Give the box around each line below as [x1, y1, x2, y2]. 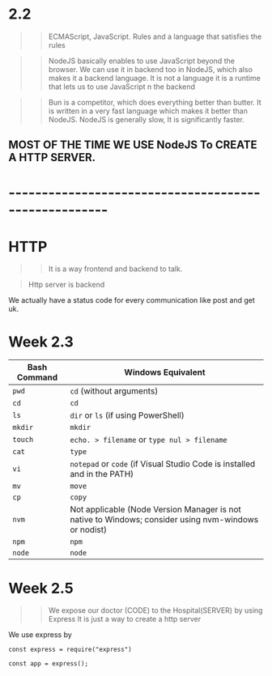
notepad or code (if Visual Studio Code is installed [70, 458, 256, 470]
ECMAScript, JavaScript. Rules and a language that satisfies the [48, 32, 262, 41]
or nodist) [70, 524, 108, 535]
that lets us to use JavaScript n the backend [48, 82, 196, 91]
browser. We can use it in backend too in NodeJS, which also [48, 64, 253, 74]
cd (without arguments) [70, 385, 159, 397]
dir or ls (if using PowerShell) [70, 410, 185, 421]
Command [16, 372, 58, 383]
